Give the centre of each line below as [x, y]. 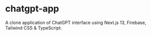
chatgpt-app [32, 9]
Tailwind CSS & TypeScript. [34, 27]
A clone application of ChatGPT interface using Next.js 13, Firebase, [76, 22]
